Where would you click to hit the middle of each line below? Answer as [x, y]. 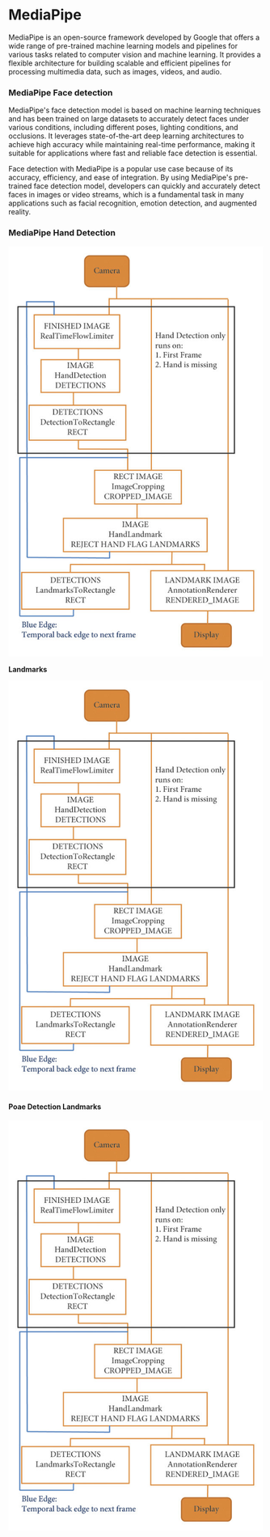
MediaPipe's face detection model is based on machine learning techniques [135, 110]
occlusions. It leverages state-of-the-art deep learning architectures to [126, 136]
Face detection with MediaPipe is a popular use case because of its [121, 169]
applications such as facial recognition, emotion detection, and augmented [133, 203]
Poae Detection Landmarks [55, 1107]
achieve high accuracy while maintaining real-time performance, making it [132, 145]
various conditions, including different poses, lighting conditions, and [123, 128]
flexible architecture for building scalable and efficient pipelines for [120, 63]
